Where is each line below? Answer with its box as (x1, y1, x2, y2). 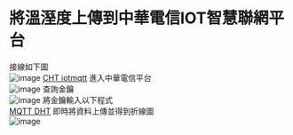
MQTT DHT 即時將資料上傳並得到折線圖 (9, 106, 154, 116)
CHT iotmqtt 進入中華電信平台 (43, 72, 153, 83)
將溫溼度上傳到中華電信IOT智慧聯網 (9, 8, 269, 28)
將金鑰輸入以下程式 (43, 94, 114, 105)
